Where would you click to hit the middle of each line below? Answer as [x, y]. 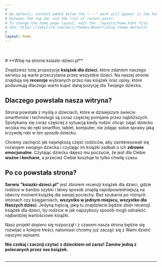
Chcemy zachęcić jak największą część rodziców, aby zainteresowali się [77, 142]
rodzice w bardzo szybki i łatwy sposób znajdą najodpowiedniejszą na [75, 190]
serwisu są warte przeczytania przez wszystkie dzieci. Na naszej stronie [77, 75]
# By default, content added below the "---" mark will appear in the [77, 14]
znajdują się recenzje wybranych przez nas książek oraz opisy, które [74, 80]
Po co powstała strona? [41, 173]
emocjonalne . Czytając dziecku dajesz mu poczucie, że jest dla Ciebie [75, 152]
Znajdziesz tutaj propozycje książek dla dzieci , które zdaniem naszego [75, 70]
